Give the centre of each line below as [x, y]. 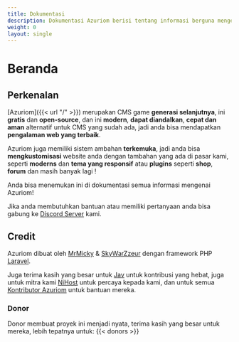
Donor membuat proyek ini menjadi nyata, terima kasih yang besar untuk [114, 324]
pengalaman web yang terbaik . [54, 135]
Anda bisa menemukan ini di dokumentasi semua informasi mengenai [109, 185]
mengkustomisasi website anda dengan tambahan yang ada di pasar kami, [118, 156]
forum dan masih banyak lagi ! [52, 171]
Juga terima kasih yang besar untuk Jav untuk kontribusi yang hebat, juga [116, 275]
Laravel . [19, 261]
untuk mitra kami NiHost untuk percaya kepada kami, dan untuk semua [111, 282]
